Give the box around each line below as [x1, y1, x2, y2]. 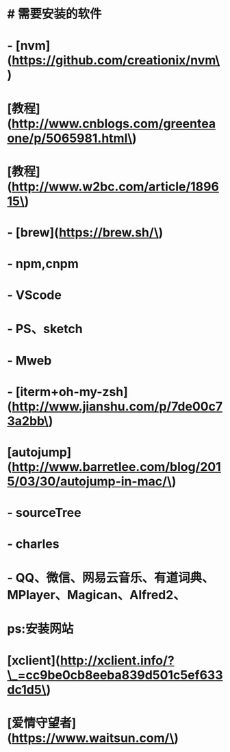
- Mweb [7, 352, 52, 368]
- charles [7, 536, 60, 552]
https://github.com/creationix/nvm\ [12, 53, 220, 69]
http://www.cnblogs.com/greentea [11, 116, 216, 131]
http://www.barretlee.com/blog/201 [12, 459, 221, 475]
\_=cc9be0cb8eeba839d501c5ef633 [7, 668, 223, 683]
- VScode [7, 287, 62, 303]
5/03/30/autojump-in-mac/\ [7, 474, 172, 489]
